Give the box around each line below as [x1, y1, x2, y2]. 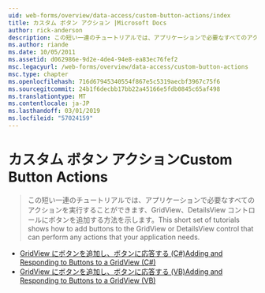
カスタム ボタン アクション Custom [8, 151, 233, 169]
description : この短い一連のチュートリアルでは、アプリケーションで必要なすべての [8, 33, 247, 42]
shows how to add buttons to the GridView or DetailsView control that [27, 224, 254, 233]
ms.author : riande [8, 41, 69, 49]
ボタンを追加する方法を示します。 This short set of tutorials [48, 215, 241, 224]
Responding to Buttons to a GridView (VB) [19, 276, 156, 285]
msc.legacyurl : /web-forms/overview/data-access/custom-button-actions [8, 63, 248, 71]
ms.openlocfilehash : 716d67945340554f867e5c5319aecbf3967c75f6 [8, 77, 221, 85]
